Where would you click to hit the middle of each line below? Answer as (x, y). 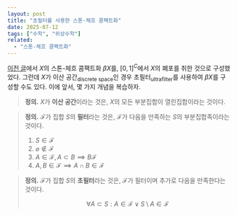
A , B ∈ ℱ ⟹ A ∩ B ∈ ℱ (70, 165)
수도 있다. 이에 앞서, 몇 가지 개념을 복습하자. (81, 87)
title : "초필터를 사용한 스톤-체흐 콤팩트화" (64, 21)
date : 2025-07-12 (33, 27)
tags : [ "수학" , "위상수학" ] (44, 34)
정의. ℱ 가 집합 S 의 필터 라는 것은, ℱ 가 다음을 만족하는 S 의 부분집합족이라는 (127, 117)
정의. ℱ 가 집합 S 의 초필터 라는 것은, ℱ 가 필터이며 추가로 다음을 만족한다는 (125, 180)
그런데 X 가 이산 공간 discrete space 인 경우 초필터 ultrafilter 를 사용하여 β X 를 (121, 77)
